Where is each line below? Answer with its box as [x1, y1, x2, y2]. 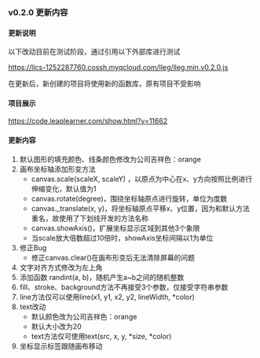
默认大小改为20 [31, 321, 82, 331]
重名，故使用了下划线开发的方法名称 [31, 213, 149, 223]
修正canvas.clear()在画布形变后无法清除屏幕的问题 [31, 253, 195, 262]
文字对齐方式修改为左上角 [19, 262, 103, 272]
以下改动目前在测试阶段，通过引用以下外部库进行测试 [8, 47, 181, 57]
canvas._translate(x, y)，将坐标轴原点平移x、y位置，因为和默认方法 [31, 203, 250, 213]
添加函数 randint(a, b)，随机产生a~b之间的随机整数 [19, 272, 185, 282]
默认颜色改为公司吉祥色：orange [31, 312, 137, 321]
